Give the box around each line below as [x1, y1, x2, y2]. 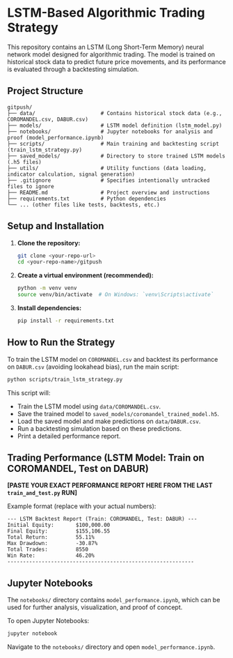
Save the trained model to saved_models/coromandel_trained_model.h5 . [17, 409, 220, 418]
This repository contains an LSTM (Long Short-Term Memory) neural [7, 43, 204, 51]
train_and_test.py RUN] [7, 489, 78, 497]
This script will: [7, 388, 51, 397]
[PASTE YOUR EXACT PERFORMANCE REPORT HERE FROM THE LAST [7, 481, 213, 489]
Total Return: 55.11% [7, 534, 95, 541]
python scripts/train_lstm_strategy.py [7, 376, 123, 383]
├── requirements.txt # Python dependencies [7, 195, 167, 202]
